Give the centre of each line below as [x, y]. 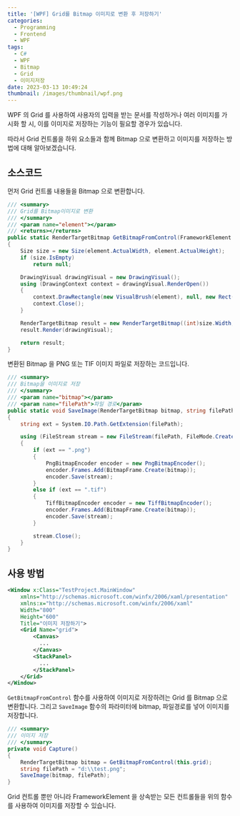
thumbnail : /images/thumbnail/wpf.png [65, 94]
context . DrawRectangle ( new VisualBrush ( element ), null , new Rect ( [134, 297]
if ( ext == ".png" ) [62, 450]
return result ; [43, 343]
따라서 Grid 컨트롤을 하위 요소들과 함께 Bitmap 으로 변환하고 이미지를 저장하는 [116, 139]
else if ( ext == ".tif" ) [70, 490]
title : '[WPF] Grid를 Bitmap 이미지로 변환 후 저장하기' [85, 14]
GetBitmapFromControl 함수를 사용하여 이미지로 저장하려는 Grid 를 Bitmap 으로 [118, 697]
